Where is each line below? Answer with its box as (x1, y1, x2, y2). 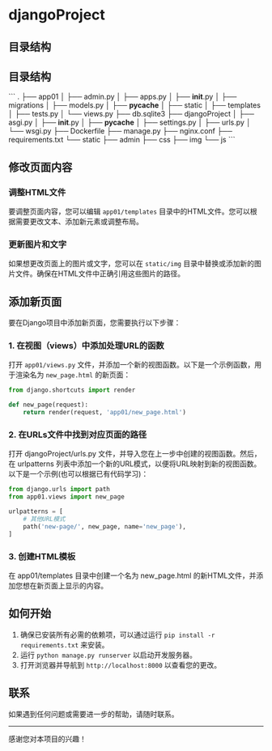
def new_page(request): (8, 401, 89, 409)
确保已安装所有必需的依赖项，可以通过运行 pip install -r (19, 630, 215, 639)
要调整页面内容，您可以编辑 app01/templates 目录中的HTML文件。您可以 (8, 206, 251, 216)
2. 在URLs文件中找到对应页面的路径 (8, 429, 147, 440)
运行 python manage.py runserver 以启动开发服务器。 (19, 650, 197, 660)
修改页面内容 (8, 160, 73, 174)
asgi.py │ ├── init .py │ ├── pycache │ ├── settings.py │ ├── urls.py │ (8, 117, 251, 127)
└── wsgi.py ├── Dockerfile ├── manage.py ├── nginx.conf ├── (8, 126, 233, 136)
